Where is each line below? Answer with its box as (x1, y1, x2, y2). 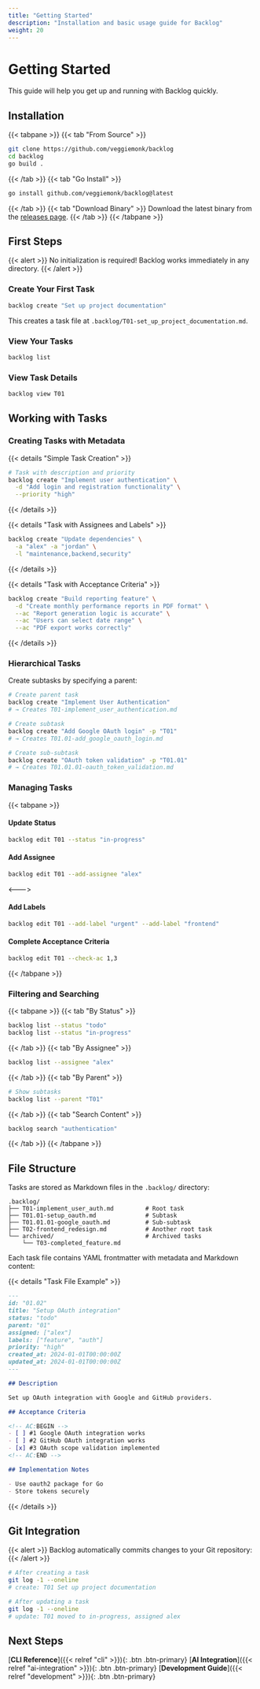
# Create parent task (8, 691, 79, 699)
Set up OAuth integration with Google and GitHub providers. (8, 1393, 213, 1401)
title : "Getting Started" (8, 11, 93, 20)
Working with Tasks (8, 411, 108, 426)
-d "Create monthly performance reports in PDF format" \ (15, 602, 210, 610)
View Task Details (8, 372, 78, 383)
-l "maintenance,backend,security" (15, 549, 132, 558)
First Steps (8, 235, 63, 248)
